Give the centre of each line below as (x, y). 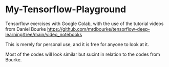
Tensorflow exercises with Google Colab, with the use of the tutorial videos (84, 24)
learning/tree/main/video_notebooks (44, 34)
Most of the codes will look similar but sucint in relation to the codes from (83, 54)
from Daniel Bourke (26, 29)
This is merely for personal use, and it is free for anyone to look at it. (77, 44)
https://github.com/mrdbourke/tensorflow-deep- (98, 29)
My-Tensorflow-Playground (66, 9)
